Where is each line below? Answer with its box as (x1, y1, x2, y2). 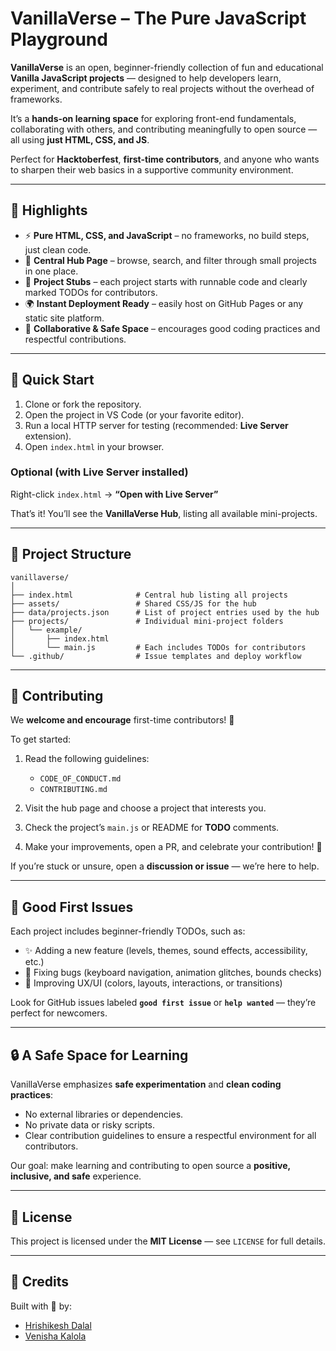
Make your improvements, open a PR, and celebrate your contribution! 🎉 (24, 841, 323, 853)
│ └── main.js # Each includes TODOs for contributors (10, 642, 307, 652)
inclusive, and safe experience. (10, 1170, 142, 1182)
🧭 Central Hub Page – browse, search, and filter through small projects (24, 254, 317, 266)
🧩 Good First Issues (10, 898, 134, 916)
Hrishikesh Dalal (24, 1319, 92, 1331)
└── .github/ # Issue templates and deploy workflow (10, 651, 302, 661)
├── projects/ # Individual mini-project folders (10, 616, 284, 626)
